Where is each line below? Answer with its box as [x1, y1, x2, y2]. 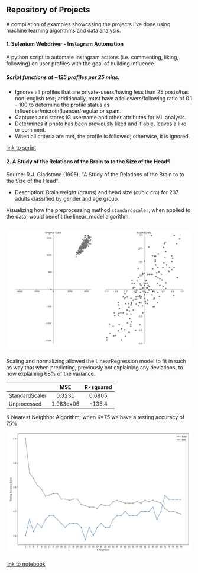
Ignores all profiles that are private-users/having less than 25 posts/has [14, 88, 189, 96]
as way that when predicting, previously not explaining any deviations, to [6, 364, 183, 371]
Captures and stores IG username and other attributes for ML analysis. [14, 113, 187, 121]
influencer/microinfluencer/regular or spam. [14, 107, 122, 115]
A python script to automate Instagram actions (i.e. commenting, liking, [6, 53, 179, 61]
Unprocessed [8, 400, 42, 407]
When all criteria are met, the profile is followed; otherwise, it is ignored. [14, 132, 190, 140]
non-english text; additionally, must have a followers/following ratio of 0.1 [14, 94, 193, 102]
